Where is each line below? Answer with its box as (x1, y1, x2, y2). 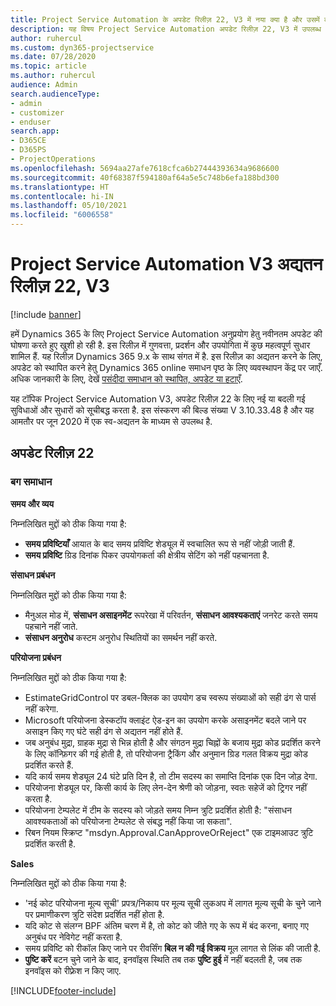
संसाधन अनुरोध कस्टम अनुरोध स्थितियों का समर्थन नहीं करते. (24, 631, 218, 643)
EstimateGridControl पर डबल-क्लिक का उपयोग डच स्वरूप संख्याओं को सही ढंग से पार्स (24, 691, 317, 703)
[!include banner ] (10, 308, 82, 320)
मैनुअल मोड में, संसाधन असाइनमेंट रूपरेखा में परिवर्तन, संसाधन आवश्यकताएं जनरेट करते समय (24, 609, 318, 621)
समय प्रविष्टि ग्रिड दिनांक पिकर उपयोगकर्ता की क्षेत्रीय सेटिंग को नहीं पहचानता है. (24, 549, 270, 561)
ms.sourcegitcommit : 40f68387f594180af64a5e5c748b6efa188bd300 (10, 172, 280, 183)
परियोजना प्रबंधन (10, 651, 62, 663)
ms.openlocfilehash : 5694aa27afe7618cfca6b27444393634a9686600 (10, 163, 280, 173)
